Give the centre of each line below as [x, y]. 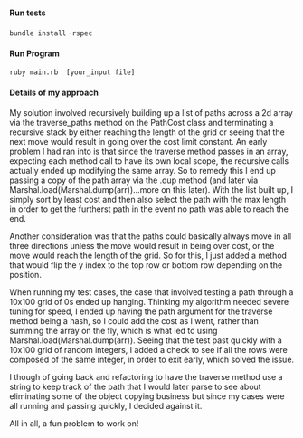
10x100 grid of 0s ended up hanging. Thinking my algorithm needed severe [149, 301]
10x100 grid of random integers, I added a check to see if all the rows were [148, 349]
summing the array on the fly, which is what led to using [114, 330]
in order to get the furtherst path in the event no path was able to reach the [149, 209]
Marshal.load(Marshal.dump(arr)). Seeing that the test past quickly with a [146, 340]
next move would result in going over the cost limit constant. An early [138, 141]
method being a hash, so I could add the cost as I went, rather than [134, 320]
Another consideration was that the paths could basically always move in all [151, 236]
